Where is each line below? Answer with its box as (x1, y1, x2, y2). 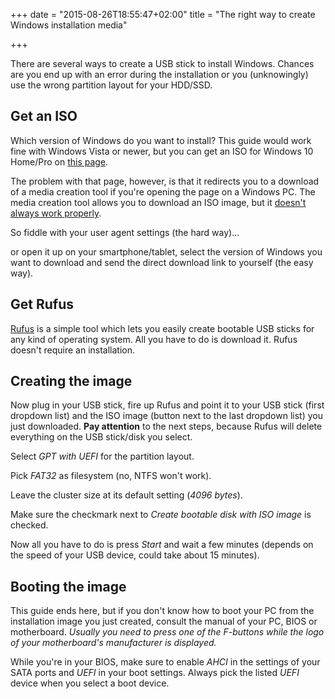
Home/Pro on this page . (10, 155, 109, 168)
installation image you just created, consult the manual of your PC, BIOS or (10, 615, 318, 628)
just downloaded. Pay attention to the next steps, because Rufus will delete (10, 420, 323, 433)
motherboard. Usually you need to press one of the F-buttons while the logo (10, 626, 325, 638)
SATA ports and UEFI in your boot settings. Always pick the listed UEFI (10, 667, 300, 679)
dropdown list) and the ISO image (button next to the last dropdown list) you (10, 410, 323, 422)
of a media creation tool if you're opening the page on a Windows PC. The (10, 185, 316, 198)
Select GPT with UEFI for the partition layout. (10, 450, 195, 463)
